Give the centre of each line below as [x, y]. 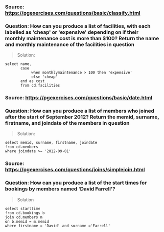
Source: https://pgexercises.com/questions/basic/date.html [79, 98]
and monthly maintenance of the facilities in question [70, 44]
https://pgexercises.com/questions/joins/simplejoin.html [75, 170]
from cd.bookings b [25, 213]
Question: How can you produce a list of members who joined [80, 111]
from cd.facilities [40, 86]
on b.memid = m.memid [27, 221]
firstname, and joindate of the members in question [67, 123]
